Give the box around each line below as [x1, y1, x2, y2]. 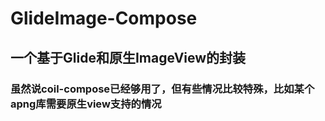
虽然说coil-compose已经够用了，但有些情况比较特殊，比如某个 [10, 82, 315, 96]
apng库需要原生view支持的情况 [10, 97, 162, 111]
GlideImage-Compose [10, 7, 198, 30]
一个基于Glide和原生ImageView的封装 [10, 49, 247, 66]
